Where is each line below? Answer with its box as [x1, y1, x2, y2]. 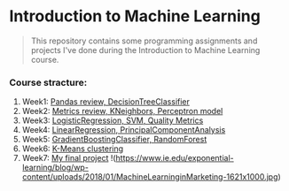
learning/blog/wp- [21, 162, 89, 173]
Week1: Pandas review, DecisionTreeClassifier [21, 96, 191, 107]
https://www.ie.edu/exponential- [115, 153, 234, 164]
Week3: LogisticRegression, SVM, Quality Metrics [21, 115, 204, 126]
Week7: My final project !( [21, 153, 117, 164]
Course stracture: [9, 76, 88, 88]
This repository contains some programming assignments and [30, 35, 258, 46]
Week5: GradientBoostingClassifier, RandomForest [21, 134, 207, 145]
